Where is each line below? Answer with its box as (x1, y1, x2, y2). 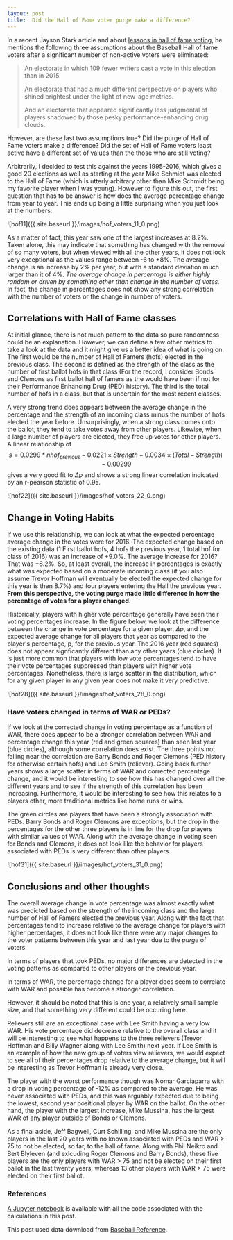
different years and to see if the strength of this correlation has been (7, 782, 202, 790)
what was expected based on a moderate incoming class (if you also (7, 567, 203, 575)
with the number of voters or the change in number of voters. (7, 292, 182, 301)
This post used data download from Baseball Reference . (7, 1225, 168, 1234)
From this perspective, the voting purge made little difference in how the (7, 589, 220, 597)
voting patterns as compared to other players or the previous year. (7, 964, 197, 973)
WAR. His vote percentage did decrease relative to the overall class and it (7, 1027, 217, 1035)
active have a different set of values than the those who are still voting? (7, 149, 211, 157)
